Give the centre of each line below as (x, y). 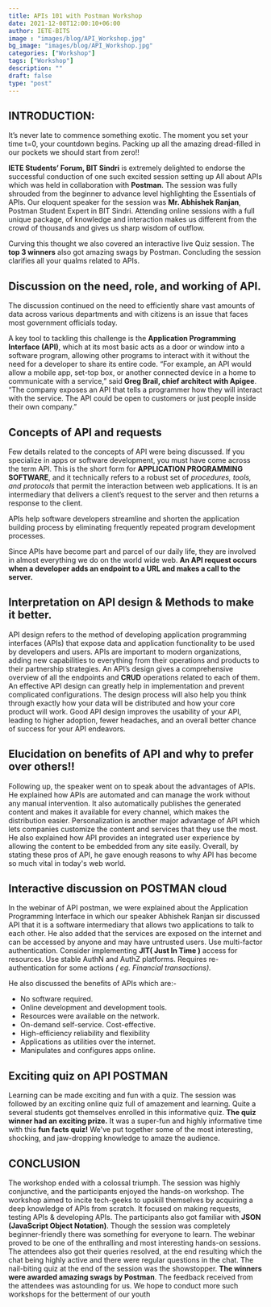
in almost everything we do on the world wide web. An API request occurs (133, 560)
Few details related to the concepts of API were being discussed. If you (127, 452)
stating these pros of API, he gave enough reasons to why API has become (133, 855)
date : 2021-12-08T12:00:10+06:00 (65, 23)
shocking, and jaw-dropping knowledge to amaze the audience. (114, 1138)
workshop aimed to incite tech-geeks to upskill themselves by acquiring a (131, 1200)
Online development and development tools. (94, 1008)
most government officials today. (63, 323)
